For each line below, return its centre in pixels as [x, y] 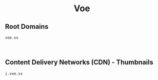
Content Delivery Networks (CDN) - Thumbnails [79, 62]
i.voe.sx [14, 74]
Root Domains [27, 27]
